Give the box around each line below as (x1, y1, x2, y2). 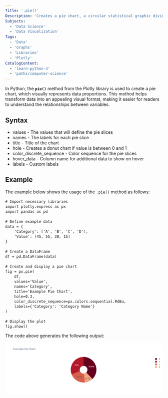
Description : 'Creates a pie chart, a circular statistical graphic (5, 13, 151, 18)
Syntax (5, 116, 28, 124)
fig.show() (5, 324, 28, 329)
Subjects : (5, 18, 26, 23)
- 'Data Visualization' (9, 29, 59, 34)
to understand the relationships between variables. (5, 101, 110, 107)
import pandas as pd (5, 209, 48, 214)
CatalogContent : (5, 60, 39, 66)
